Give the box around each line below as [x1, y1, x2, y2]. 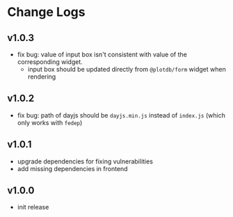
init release [17, 203, 49, 211]
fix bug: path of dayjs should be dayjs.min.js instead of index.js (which [17, 111, 226, 119]
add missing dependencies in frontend [17, 164, 128, 172]
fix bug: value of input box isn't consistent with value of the [17, 50, 188, 58]
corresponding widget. [17, 58, 83, 66]
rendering [27, 72, 56, 81]
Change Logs [7, 4, 86, 20]
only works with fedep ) [17, 118, 83, 127]
